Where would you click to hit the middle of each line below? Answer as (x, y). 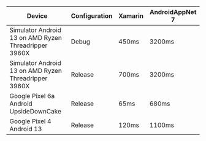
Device (37, 16)
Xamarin (131, 16)
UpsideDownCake (35, 111)
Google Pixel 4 (30, 121)
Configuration (92, 16)
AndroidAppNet (173, 12)
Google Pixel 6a (32, 96)
